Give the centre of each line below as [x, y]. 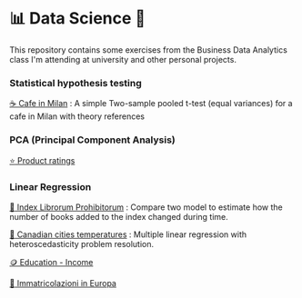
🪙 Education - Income [51, 262]
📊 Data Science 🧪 [78, 19]
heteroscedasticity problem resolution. [82, 243]
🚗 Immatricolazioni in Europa [63, 283]
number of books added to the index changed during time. [119, 216]
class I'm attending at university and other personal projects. [123, 59]
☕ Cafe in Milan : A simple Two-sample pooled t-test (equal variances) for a [151, 104]
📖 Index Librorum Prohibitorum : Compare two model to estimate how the [146, 207]
